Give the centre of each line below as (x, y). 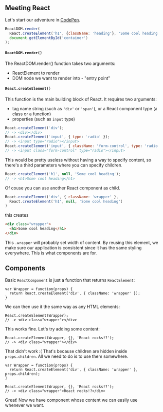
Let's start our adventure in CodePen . (43, 20)
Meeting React (27, 8)
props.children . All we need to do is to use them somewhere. (67, 356)
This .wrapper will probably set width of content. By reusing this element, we (82, 242)
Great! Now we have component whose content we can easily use (71, 400)
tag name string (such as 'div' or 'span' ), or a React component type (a (85, 108)
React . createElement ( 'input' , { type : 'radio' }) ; (57, 137)
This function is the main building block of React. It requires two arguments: (81, 99)
